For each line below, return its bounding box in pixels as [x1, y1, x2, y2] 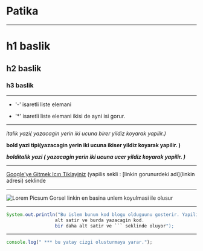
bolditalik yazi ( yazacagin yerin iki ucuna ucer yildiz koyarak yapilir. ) [6, 153, 186, 160]
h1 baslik [6, 39, 51, 53]
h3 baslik [6, 81, 34, 90]
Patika [6, 4, 39, 18]
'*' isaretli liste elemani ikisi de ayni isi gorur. [14, 112, 126, 119]
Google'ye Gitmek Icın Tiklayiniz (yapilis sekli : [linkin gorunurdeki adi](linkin [6, 170, 195, 177]
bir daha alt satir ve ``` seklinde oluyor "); [54, 223, 174, 229]
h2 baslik [6, 63, 42, 74]
